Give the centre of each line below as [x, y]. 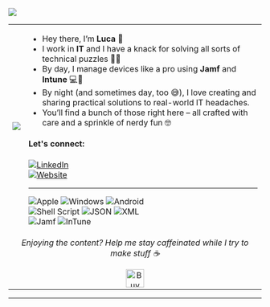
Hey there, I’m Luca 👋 [83, 39]
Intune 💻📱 [63, 79]
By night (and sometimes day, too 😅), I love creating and [149, 92]
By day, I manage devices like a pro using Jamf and [139, 69]
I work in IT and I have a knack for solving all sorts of [141, 49]
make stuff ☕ [135, 253]
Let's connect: [57, 144]
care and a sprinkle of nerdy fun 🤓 [106, 123]
